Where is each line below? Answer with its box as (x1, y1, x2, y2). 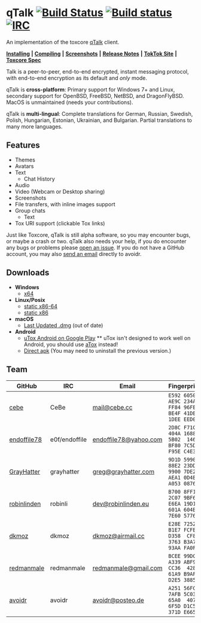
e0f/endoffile (50, 435, 87, 444)
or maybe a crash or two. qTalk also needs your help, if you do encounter (6, 237, 187, 245)
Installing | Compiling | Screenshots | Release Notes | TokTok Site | (6, 50, 178, 57)
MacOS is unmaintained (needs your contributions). (6, 99, 133, 106)
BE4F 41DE (168, 410, 196, 417)
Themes (14, 156, 36, 163)
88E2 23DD (168, 462, 196, 469)
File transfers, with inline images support (14, 200, 115, 207)
